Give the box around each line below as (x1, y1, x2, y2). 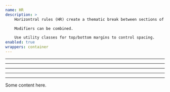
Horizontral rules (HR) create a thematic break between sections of (14, 17, 164, 22)
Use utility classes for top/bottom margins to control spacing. (14, 35, 155, 40)
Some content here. (5, 82, 47, 88)
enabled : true (5, 40, 35, 45)
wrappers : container (5, 44, 49, 50)
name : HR (5, 7, 24, 13)
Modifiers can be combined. (14, 26, 73, 31)
